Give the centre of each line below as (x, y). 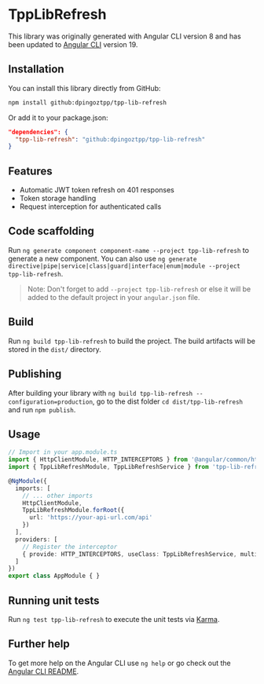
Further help (39, 644)
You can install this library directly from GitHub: (84, 88)
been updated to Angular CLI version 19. (73, 44)
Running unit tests (54, 600)
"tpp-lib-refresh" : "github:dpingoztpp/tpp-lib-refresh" (110, 139)
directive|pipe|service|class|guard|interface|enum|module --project (125, 266)
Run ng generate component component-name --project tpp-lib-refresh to (129, 250)
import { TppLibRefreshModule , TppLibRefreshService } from (109, 467)
